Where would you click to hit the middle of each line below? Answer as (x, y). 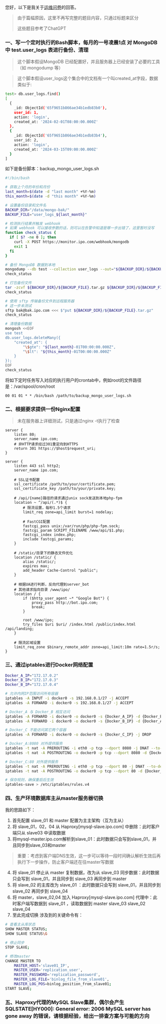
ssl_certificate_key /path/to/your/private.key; (65, 489)
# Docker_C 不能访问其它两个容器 (36, 730)
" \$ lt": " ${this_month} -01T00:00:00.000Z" (67, 351)
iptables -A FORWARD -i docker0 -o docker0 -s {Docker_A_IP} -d (73, 716)
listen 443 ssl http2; (37, 466)
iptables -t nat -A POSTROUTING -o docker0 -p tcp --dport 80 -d (74, 771)
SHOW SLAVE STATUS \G (26, 934)
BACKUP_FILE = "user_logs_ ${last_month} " (46, 214)
